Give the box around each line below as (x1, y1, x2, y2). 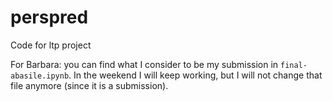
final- (280, 60, 308, 70)
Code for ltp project (10, 39, 92, 51)
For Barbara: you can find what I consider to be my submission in (10, 58, 279, 70)
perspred (10, 6, 89, 29)
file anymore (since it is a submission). (10, 79, 169, 91)
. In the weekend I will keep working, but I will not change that (68, 69, 323, 81)
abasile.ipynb (10, 71, 70, 81)
